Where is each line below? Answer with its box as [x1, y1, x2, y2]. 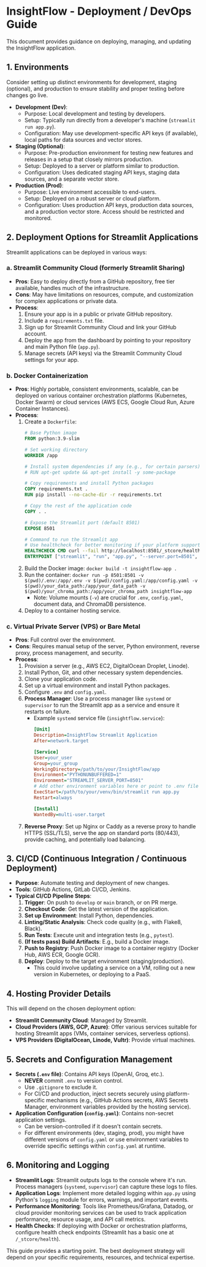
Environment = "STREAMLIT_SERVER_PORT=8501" [33, 777, 144, 784]
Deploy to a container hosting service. [24, 607, 121, 614]
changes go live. [6, 91, 48, 99]
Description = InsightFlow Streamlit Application [33, 732, 158, 739]
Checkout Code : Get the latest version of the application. [24, 905, 170, 913]
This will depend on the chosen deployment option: [6, 1005, 136, 1012]
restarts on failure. [24, 708, 71, 715]
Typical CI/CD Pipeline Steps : [15, 892, 92, 900]
